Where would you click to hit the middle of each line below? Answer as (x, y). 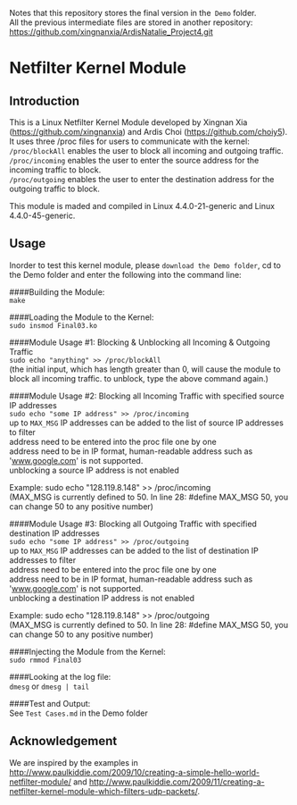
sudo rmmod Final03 (45, 660)
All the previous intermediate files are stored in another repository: (131, 22)
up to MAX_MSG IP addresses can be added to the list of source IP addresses (146, 423)
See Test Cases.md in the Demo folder (79, 713)
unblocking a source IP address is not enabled (95, 470)
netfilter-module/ (40, 782)
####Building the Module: (57, 292)
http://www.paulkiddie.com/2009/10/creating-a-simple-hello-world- (135, 772)
